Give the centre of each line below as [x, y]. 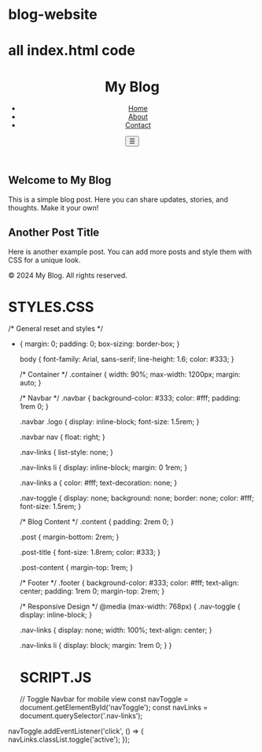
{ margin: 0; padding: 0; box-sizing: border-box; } [100, 344]
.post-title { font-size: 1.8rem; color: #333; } [90, 553]
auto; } [30, 383]
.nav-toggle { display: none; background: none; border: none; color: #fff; [137, 498]
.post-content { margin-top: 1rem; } [76, 568]
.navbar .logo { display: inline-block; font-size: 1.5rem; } [109, 422]
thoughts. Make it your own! [54, 207]
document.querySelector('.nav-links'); [81, 716]
